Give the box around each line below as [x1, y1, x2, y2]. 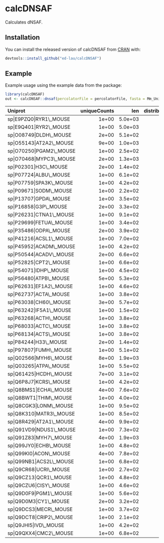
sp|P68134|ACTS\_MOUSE [7, 331, 71, 338]
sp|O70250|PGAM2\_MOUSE [7, 148, 76, 154]
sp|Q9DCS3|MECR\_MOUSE [7, 506, 73, 513]
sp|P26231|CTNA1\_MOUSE [7, 211, 75, 218]
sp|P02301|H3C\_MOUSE [7, 164, 68, 171]
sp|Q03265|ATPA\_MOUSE [7, 363, 70, 370]
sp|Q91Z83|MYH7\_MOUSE [7, 434, 73, 441]
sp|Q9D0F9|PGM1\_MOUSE [7, 490, 73, 497]
